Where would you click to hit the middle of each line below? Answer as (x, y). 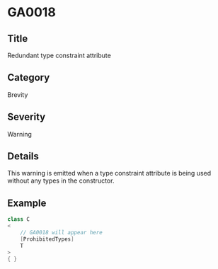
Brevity (18, 95)
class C (19, 219)
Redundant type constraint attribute (59, 55)
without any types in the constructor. (61, 181)
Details (23, 156)
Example (27, 203)
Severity (27, 117)
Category (29, 78)
